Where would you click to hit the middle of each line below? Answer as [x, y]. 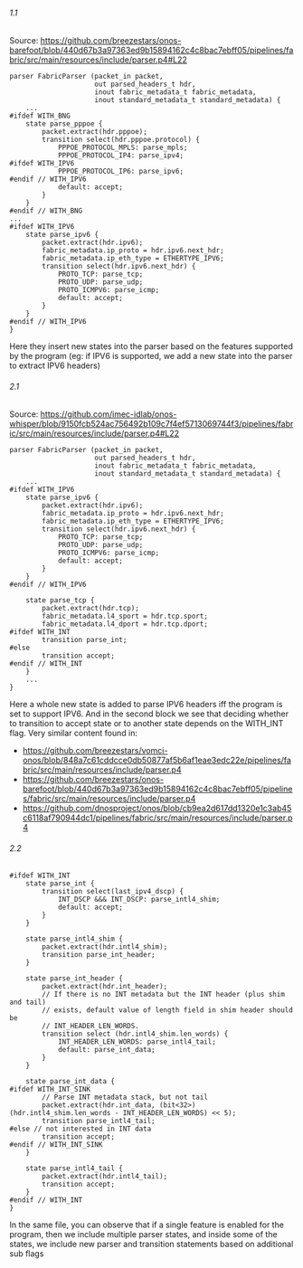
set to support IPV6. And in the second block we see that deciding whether [149, 714]
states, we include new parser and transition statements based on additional [151, 1244]
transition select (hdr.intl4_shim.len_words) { [135, 1034]
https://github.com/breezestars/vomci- [95, 751]
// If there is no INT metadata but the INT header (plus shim [163, 994]
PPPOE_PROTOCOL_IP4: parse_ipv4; [120, 156]
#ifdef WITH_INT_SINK [50, 1089]
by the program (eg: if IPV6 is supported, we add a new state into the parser [151, 356]
